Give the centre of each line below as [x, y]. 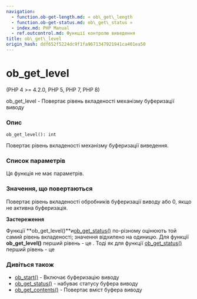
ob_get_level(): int [31, 135]
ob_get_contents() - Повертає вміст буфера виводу [78, 290]
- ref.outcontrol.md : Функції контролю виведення [73, 33]
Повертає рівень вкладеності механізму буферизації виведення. [87, 146]
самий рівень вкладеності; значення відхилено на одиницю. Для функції [98, 237]
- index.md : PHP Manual [40, 28]
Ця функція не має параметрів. [45, 173]
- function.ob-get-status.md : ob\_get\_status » [72, 22]
